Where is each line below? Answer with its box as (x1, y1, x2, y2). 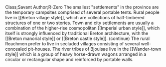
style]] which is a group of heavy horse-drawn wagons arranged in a (5, 51, 147, 57)
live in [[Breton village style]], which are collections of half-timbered (5, 15, 145, 20)
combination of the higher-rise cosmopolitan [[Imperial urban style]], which (5, 25, 160, 31)
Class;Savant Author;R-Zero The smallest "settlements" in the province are (5, 4, 159, 10)
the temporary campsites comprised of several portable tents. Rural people (5, 9, 160, 15)
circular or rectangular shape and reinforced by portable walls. (5, 57, 134, 62)
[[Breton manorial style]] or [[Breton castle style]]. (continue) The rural (5, 35, 150, 41)
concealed (5, 46, 27, 52)
